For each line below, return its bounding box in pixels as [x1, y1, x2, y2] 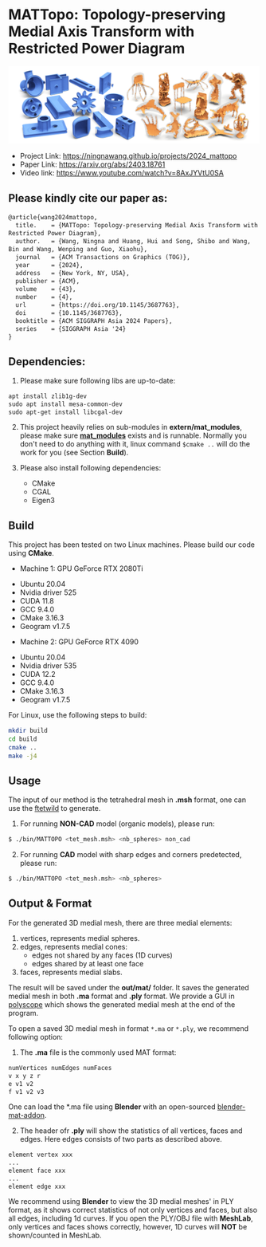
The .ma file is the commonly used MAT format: [19, 1047, 177, 1057]
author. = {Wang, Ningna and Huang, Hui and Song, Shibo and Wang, [15, 238, 251, 246]
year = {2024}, [15, 262, 84, 269]
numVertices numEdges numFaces [8, 1064, 112, 1072]
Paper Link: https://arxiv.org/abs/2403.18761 [19, 159, 166, 169]
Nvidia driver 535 [19, 660, 77, 671]
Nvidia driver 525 [19, 588, 77, 597]
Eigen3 [31, 496, 56, 505]
